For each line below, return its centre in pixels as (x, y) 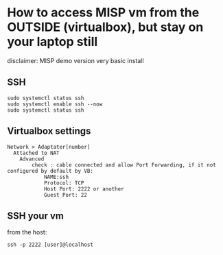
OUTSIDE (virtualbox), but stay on (105, 27)
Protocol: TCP (64, 183)
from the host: (27, 232)
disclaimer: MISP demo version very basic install (75, 60)
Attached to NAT (36, 153)
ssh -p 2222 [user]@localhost (50, 245)
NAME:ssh (56, 177)
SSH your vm (35, 216)
